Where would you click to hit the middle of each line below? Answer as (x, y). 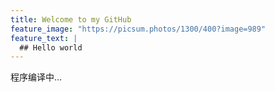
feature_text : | (44, 38)
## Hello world (51, 47)
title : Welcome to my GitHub (71, 19)
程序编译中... (36, 77)
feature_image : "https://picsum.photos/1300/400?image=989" (138, 29)
